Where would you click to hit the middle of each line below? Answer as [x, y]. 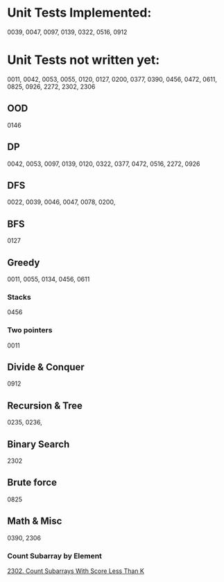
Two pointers [30, 330]
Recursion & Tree [45, 405]
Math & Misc [35, 521]
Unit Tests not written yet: [84, 60]
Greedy [24, 263]
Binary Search [38, 444]
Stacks [19, 297]
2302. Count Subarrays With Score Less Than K [76, 571]
